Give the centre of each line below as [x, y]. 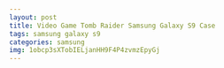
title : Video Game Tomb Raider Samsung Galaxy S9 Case [112, 26]
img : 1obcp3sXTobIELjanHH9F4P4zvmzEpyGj [85, 50]
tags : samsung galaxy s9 [55, 34]
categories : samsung [47, 42]
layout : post [33, 17]
